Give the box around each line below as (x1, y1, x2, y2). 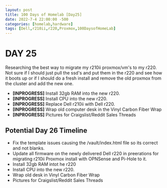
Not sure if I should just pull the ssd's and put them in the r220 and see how (5, 70, 162, 76)
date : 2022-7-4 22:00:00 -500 (5, 17, 69, 22)
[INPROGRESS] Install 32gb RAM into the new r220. (12, 90, 120, 96)
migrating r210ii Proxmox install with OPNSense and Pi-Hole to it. (12, 156, 147, 162)
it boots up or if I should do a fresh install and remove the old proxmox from (5, 75, 162, 81)
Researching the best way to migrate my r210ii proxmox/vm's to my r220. (5, 65, 157, 71)
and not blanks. (12, 145, 45, 151)
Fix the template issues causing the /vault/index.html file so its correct (12, 140, 158, 146)
